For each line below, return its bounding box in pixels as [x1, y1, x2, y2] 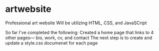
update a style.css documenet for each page [5, 40, 98, 46]
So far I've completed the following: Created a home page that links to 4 [5, 29, 154, 35]
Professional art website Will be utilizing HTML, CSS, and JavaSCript [5, 20, 147, 26]
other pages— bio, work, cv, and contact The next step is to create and [5, 35, 152, 41]
